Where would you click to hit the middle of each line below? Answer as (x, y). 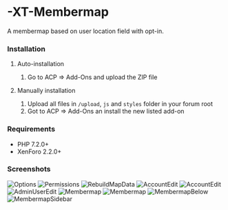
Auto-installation (40, 64)
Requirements (31, 129)
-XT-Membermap (58, 12)
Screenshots (29, 169)
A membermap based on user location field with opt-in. (85, 31)
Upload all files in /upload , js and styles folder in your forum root (120, 104)
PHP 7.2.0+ (33, 144)
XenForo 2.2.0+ (39, 151)
